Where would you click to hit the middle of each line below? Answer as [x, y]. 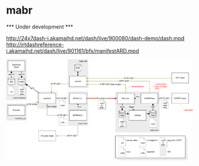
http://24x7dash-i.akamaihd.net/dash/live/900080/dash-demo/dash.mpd [95, 38]
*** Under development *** [40, 27]
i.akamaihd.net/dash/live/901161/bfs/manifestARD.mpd [73, 50]
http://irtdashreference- [35, 44]
